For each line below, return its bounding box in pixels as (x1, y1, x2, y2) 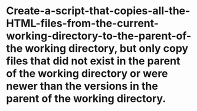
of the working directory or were (6, 67, 168, 80)
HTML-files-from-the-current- (6, 17, 159, 30)
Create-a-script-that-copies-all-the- (6, 4, 191, 18)
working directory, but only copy (25, 42, 189, 56)
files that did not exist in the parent (6, 54, 180, 68)
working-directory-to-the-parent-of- (6, 30, 192, 43)
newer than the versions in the (6, 80, 158, 93)
